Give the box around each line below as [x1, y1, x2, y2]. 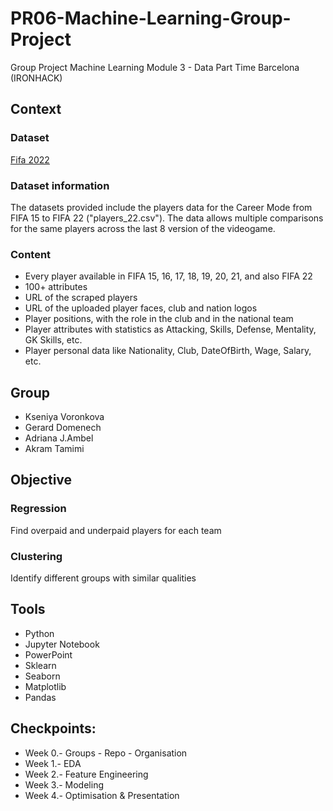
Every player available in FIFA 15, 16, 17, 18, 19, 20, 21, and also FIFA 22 [24, 270, 313, 282]
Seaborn [24, 670, 61, 682]
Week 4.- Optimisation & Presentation [24, 789, 180, 801]
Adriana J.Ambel [24, 432, 94, 444]
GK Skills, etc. [24, 334, 83, 346]
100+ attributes [24, 281, 88, 293]
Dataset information [10, 178, 110, 192]
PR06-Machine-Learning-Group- [10, 7, 292, 30]
